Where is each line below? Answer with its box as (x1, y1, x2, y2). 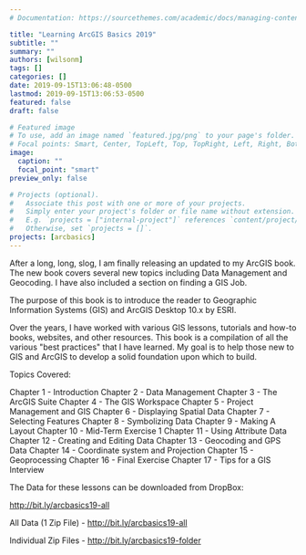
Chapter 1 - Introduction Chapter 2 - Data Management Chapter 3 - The (9, 386, 278, 397)
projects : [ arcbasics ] (9, 233, 96, 242)
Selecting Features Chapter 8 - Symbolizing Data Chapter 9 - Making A (9, 415, 276, 426)
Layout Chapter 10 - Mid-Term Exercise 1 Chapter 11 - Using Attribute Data (9, 425, 287, 436)
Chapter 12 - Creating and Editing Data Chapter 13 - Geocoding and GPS (9, 435, 281, 445)
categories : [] (9, 72, 67, 82)
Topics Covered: (9, 369, 71, 380)
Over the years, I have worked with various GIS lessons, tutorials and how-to (9, 321, 297, 333)
